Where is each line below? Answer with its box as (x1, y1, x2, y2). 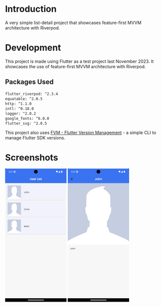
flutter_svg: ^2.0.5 (5, 121, 48, 126)
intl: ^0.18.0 (5, 106, 34, 111)
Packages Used (5, 78, 54, 86)
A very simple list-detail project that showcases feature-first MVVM (5, 20, 141, 26)
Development (5, 42, 61, 54)
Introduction (5, 3, 57, 15)
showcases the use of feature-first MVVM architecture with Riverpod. (5, 63, 146, 69)
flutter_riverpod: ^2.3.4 (5, 91, 58, 96)
